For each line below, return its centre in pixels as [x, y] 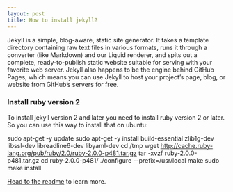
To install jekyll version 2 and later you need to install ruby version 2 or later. [116, 117]
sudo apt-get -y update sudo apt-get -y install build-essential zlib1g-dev [111, 138]
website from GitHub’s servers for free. [63, 84]
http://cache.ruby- [187, 145]
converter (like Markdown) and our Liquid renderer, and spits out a [102, 55]
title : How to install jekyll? [53, 20]
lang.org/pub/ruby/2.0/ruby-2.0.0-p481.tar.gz [72, 153]
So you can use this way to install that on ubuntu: [78, 125]
